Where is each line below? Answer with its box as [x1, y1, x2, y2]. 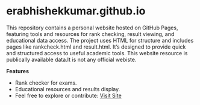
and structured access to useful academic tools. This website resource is [6, 49, 188, 56]
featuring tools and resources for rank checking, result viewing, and [6, 30, 175, 37]
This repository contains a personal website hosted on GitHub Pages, [6, 24, 178, 31]
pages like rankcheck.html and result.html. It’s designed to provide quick [6, 43, 186, 50]
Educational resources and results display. [14, 85, 120, 92]
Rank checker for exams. [14, 79, 77, 86]
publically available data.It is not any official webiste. [6, 56, 137, 63]
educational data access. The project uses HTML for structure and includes [6, 37, 194, 44]
